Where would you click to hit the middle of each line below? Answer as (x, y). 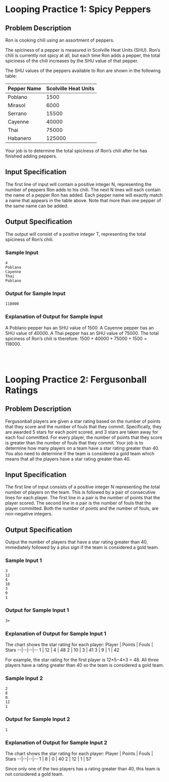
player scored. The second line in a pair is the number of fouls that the (78, 503)
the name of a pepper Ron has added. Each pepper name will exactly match (84, 195)
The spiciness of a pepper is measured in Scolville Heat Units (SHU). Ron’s (83, 50)
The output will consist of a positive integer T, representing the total (76, 234)
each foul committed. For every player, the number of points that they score (84, 437)
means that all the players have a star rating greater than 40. (68, 459)
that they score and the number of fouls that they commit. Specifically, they (83, 426)
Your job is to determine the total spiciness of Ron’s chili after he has (76, 151)
